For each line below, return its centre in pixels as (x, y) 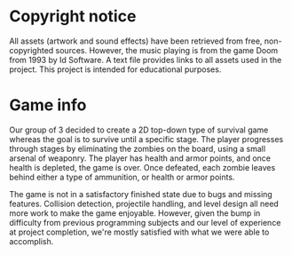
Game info (48, 105)
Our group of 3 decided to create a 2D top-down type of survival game (139, 130)
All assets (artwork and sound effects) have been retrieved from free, (136, 41)
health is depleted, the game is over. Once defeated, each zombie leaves (142, 167)
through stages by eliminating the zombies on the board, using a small (138, 148)
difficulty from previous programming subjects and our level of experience (145, 222)
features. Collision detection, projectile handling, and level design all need (144, 203)
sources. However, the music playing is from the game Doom (167, 50)
